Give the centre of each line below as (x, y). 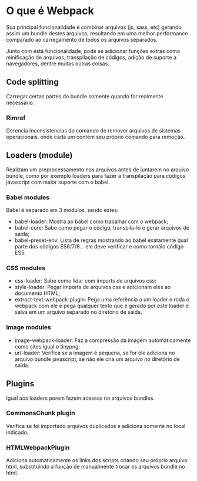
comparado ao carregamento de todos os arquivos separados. (82, 39)
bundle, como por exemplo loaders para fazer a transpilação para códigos (96, 175)
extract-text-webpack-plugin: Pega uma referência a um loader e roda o (102, 300)
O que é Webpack (50, 11)
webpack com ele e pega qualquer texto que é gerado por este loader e (102, 306)
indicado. (17, 432)
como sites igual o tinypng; (47, 346)
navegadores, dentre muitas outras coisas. (58, 64)
